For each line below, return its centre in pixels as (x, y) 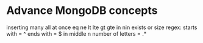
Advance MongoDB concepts (82, 11)
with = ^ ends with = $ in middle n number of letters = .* (77, 33)
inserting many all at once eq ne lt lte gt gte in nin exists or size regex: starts (102, 27)
